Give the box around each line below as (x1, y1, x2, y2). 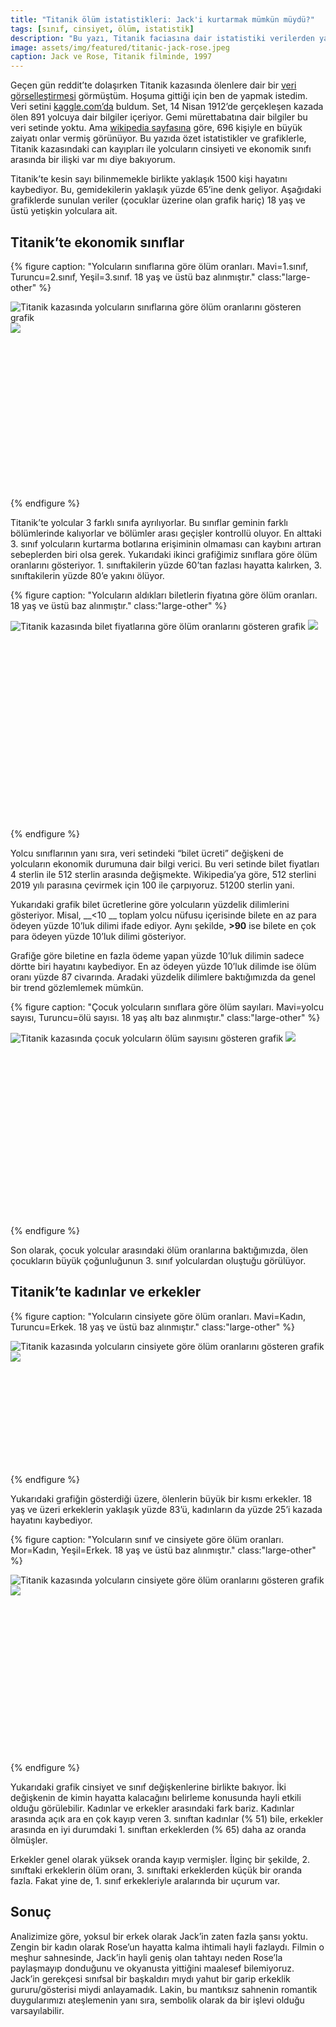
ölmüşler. (10, 1834, 48, 1846)
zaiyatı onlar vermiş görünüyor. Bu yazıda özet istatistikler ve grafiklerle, (10, 132, 307, 145)
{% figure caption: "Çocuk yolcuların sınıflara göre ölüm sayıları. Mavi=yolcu (10, 1001, 324, 1013)
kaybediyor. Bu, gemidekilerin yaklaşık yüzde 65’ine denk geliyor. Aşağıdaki (10, 184, 322, 196)
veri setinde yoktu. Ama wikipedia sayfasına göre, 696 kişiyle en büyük (10, 122, 303, 134)
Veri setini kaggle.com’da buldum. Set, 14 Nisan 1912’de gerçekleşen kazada (10, 101, 324, 113)
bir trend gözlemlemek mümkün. (10, 981, 144, 993)
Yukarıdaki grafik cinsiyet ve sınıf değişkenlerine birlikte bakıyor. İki (10, 1781, 287, 1793)
